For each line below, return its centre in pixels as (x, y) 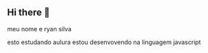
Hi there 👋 (29, 13)
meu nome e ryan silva (40, 29)
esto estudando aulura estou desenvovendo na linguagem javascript (104, 42)
